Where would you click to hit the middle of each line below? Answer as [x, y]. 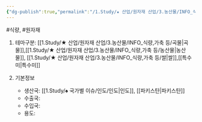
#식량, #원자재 [23, 29]
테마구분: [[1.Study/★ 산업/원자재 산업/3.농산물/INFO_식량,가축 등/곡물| [99, 42]
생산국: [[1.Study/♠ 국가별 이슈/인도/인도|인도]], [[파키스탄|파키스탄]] [104, 90]
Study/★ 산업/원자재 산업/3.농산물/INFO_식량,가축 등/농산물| [105, 50]
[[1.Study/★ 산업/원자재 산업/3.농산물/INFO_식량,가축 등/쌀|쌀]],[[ [104, 57]
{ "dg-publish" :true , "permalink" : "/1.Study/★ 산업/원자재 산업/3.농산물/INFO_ [100, 12]
